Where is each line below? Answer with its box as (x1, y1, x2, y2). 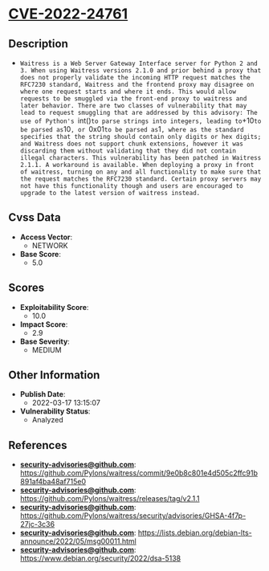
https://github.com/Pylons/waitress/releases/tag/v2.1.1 (19, 494, 200, 504)
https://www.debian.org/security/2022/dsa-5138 (19, 553, 181, 563)
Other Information (8, 369, 100, 382)
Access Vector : (19, 232, 73, 242)
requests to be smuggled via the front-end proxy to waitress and (19, 95, 247, 103)
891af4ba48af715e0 (19, 477, 87, 487)
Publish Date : (19, 390, 66, 399)
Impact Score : (19, 319, 68, 329)
